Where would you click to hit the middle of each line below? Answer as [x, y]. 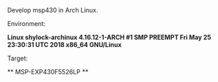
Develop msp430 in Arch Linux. [53, 10]
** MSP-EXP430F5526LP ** [48, 72]
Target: [18, 58]
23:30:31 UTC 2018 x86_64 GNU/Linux [64, 45]
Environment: [26, 23]
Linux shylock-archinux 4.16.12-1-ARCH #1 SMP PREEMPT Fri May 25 [109, 37]
